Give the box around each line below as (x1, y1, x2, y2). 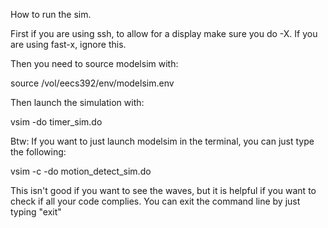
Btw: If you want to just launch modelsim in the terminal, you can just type (10, 135, 315, 147)
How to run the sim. (10, 9, 92, 20)
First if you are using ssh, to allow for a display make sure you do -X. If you (10, 28, 318, 39)
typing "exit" (10, 206, 62, 218)
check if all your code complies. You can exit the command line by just (10, 195, 301, 207)
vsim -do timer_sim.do (10, 116, 103, 128)
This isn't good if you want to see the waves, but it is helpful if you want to (10, 185, 317, 196)
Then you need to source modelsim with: (10, 58, 179, 69)
